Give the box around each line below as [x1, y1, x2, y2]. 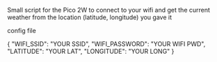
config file [7, 27, 36, 34]
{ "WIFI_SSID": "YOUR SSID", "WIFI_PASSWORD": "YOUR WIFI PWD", [7, 40, 206, 48]
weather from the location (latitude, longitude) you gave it [7, 13, 172, 21]
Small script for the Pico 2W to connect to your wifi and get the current [7, 6, 211, 14]
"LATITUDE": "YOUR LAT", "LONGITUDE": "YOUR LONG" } [7, 48, 175, 55]
